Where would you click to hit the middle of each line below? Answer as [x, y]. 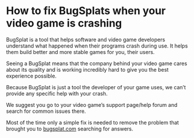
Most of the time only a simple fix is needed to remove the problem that [93, 122]
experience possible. [31, 76]
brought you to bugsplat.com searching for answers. [70, 129]
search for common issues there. [46, 111]
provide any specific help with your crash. [57, 93]
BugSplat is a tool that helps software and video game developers [86, 39]
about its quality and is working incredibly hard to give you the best [87, 69]
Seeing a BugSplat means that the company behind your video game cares [97, 63]
